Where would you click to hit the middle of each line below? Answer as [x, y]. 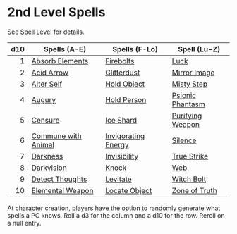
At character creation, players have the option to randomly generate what [114, 208]
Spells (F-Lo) [135, 49]
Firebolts [120, 61]
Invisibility [122, 156]
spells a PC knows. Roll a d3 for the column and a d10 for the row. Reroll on [116, 215]
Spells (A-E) [65, 49]
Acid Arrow [50, 73]
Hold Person [126, 99]
